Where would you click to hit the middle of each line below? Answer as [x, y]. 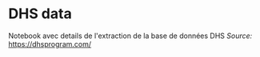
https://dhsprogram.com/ [50, 44]
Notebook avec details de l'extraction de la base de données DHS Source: [130, 36]
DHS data [40, 14]
